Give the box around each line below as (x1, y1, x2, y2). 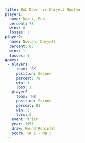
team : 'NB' (16, 94, 38, 99)
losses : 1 (9, 30, 29, 35)
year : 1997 (11, 121, 34, 126)
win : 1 (16, 108, 29, 113)
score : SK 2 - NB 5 (11, 131, 52, 136)
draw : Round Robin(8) (11, 126, 56, 131)
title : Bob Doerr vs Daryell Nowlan (5, 7, 80, 12)
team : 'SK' (16, 67, 38, 72)
